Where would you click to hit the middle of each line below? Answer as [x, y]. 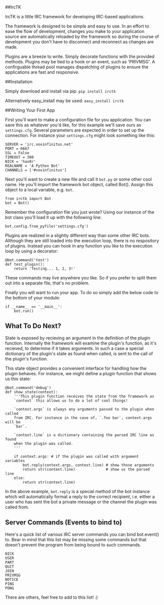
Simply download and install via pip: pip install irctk [60, 91]
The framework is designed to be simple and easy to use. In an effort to [77, 26]
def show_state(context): [31, 392]
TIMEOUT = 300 [20, 157]
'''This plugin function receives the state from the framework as [84, 396]
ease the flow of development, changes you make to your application [75, 31]
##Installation [19, 82]
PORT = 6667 [17, 149]
